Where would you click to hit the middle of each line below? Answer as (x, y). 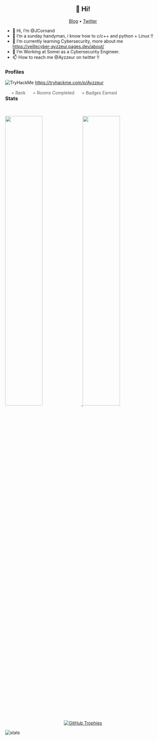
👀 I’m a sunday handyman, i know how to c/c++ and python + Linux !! (83, 36)
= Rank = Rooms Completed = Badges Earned (64, 93)
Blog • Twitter (83, 21)
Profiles (15, 72)
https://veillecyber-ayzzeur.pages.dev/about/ (58, 46)
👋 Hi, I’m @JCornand (34, 31)
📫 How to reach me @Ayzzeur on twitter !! (56, 57)
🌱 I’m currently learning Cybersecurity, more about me (68, 41)
